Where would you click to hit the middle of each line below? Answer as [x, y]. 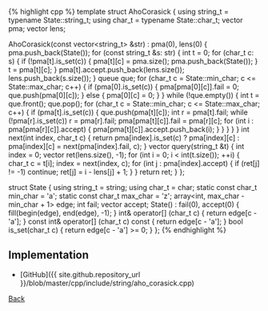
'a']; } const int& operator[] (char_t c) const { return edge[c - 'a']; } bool [126, 221]
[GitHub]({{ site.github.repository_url [80, 274]
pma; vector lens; [37, 28]
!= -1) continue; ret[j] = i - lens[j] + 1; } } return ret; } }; [97, 172]
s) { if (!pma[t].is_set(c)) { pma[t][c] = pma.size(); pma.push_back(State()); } [133, 61]
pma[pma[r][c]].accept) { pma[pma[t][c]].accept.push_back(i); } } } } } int [129, 129]
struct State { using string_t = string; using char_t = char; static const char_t [133, 187]
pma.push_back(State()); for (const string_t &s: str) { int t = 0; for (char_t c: [131, 53]
